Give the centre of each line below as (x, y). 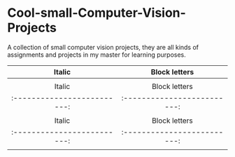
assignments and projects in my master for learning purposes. (97, 55)
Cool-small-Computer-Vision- (97, 13)
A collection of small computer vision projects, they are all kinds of (103, 47)
